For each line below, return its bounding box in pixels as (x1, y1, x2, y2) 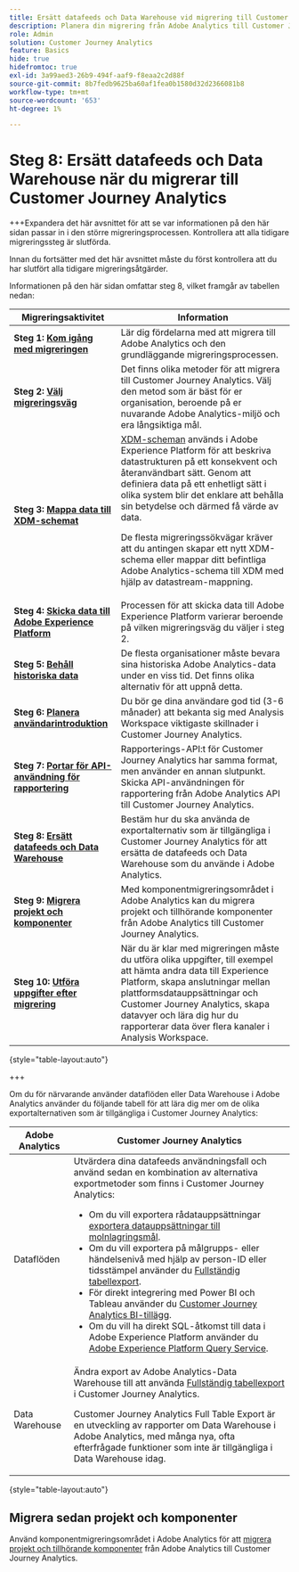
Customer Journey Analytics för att (120, 835, 268, 847)
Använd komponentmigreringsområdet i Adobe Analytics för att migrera (9, 1534, 272, 1544)
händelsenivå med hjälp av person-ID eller (88, 1253, 267, 1265)
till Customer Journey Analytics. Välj (120, 374, 271, 387)
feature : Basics (9, 46, 69, 55)
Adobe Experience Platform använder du (88, 1331, 259, 1344)
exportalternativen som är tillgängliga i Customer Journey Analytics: (9, 1108, 259, 1118)
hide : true (9, 54, 50, 63)
